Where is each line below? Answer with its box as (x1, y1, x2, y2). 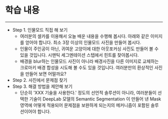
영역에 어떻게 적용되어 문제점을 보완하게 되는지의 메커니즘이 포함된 (19, 102, 150, 108)
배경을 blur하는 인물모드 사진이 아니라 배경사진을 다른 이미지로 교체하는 (19, 58, 159, 64)
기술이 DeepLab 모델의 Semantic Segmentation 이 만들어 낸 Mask (29, 96, 161, 102)
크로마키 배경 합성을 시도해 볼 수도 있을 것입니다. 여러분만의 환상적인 (19, 64, 153, 70)
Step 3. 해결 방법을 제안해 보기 (12, 83, 72, 89)
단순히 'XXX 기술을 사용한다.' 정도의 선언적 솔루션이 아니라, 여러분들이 (19, 89, 156, 95)
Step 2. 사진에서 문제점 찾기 (12, 77, 67, 83)
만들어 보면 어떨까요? (25, 71, 66, 77)
